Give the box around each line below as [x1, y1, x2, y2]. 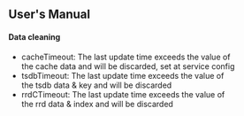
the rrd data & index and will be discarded [21, 98, 173, 109]
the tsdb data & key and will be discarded [21, 80, 172, 90]
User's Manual [8, 7, 91, 22]
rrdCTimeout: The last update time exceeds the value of [21, 89, 225, 99]
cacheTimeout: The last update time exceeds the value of [21, 51, 231, 62]
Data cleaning [8, 31, 61, 42]
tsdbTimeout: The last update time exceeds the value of [21, 70, 225, 81]
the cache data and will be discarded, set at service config [21, 60, 235, 72]
